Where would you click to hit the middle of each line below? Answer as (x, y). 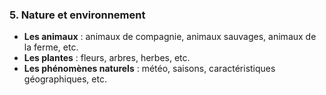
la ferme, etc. (51, 47)
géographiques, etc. (65, 79)
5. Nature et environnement (77, 15)
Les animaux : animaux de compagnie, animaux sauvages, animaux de (170, 37)
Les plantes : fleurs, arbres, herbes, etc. (107, 58)
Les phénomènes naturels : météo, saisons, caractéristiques (149, 69)
